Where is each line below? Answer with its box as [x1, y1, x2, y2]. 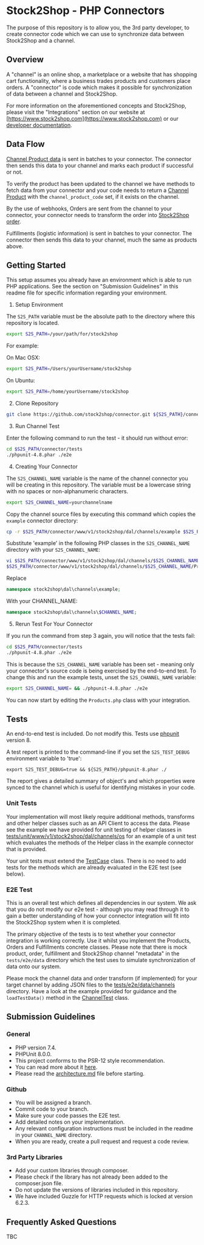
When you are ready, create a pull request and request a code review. [15, 1138, 189, 1145]
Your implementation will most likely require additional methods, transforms [6, 813, 195, 820]
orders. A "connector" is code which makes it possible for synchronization [6, 84, 192, 91]
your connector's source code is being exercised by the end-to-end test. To [6, 667, 196, 674]
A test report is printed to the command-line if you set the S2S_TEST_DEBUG [6, 748, 190, 756]
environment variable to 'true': [6, 755, 82, 762]
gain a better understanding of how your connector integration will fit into [6, 912, 190, 919]
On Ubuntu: [6, 377, 35, 384]
